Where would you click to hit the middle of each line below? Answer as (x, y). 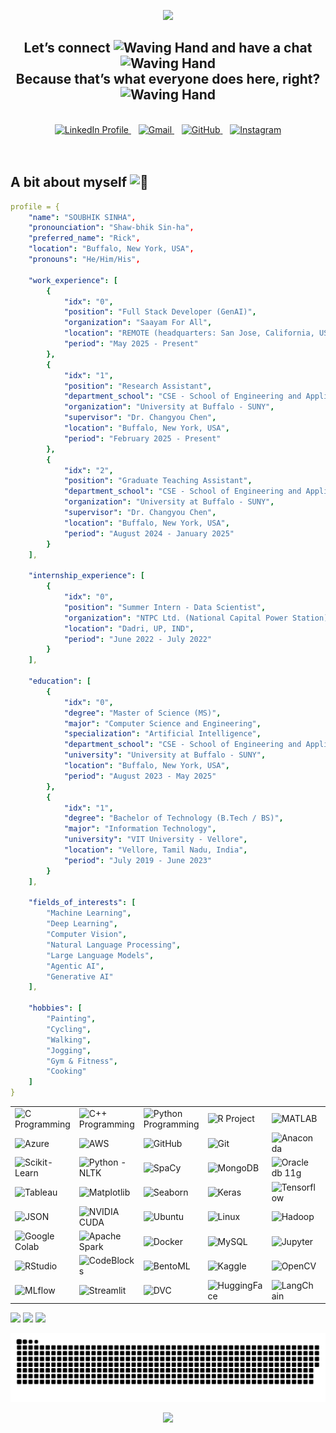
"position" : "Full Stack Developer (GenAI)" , (160, 312)
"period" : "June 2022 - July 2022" (138, 639)
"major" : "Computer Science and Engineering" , (162, 723)
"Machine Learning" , (89, 913)
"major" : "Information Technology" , (140, 829)
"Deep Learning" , (82, 924)
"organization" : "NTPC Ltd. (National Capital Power (175, 618)
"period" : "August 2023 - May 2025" (140, 776)
